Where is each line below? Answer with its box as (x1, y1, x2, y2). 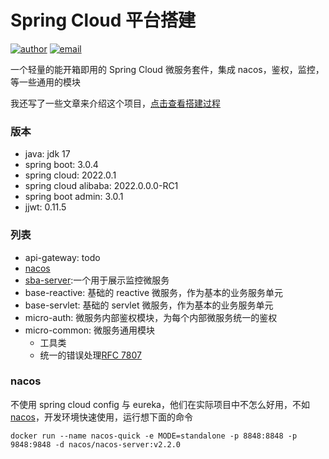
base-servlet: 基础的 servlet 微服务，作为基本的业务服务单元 (24, 299, 274, 311)
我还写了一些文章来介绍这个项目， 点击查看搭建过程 (10, 97, 221, 109)
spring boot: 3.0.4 (24, 159, 99, 171)
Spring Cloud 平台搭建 (10, 9, 197, 32)
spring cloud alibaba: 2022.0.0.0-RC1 (24, 180, 179, 192)
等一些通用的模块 (10, 76, 81, 88)
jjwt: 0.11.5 (24, 201, 67, 213)
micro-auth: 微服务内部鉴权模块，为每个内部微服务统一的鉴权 (24, 311, 278, 323)
